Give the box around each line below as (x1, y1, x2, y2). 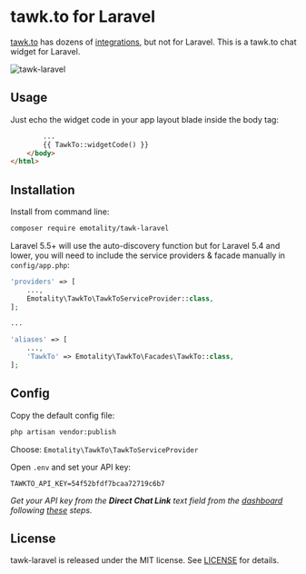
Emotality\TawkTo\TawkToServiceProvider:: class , (26, 293, 214, 303)
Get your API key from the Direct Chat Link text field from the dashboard (10, 495, 283, 506)
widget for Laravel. (10, 45, 81, 56)
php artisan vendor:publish (10, 427, 117, 437)
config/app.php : (10, 259, 71, 270)
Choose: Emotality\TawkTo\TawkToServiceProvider (10, 443, 199, 455)
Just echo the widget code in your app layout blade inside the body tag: (10, 114, 280, 124)
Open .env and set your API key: (10, 461, 131, 472)
